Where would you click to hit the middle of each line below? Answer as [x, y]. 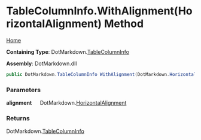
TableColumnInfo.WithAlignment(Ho [99, 11]
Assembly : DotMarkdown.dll [42, 63]
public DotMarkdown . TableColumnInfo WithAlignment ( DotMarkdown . [88, 74]
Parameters [23, 90]
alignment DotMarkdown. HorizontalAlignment [66, 103]
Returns [18, 118]
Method [124, 24]
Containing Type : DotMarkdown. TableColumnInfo [68, 51]
